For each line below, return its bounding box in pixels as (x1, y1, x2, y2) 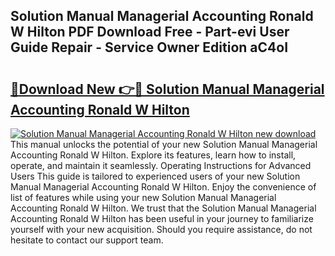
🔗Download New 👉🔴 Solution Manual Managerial (10, 80, 325, 98)
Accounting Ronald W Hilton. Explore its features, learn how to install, (10, 149, 297, 161)
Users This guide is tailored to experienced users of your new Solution (10, 170, 301, 182)
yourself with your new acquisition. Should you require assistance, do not (10, 224, 313, 235)
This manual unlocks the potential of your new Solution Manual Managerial (10, 139, 318, 150)
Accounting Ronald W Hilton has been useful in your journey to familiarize (10, 213, 314, 224)
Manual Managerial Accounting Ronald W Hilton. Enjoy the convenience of (10, 181, 317, 193)
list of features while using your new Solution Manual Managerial (10, 192, 277, 203)
